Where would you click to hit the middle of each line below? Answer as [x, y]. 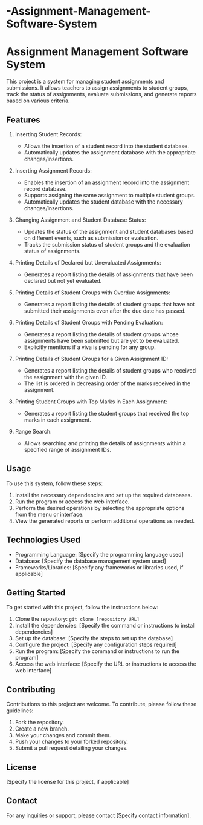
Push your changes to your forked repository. [72, 742]
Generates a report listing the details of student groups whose [101, 334]
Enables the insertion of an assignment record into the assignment [107, 182]
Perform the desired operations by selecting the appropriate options [100, 508]
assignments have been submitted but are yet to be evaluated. [101, 340]
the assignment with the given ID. [66, 377]
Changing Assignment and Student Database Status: [80, 220]
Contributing [31, 690]
